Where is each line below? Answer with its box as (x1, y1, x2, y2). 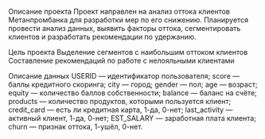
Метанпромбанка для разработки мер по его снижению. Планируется (8, 15, 249, 25)
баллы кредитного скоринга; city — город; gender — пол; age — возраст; (8, 79, 258, 89)
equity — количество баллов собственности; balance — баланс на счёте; (8, 88, 257, 98)
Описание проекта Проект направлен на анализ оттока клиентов (8, 7, 231, 16)
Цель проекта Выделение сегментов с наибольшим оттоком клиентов (8, 48, 248, 56)
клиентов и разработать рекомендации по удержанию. (8, 32, 197, 41)
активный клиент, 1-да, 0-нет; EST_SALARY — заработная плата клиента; (8, 114, 257, 122)
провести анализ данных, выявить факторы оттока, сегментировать (8, 24, 241, 33)
